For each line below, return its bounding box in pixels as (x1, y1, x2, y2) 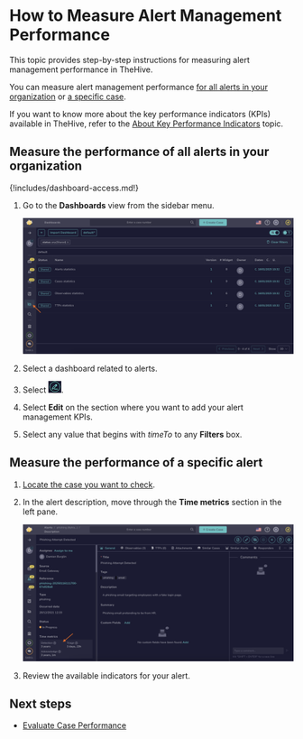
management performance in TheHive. (9, 64, 153, 75)
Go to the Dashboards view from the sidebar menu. (22, 199, 215, 210)
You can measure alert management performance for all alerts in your (9, 81, 269, 92)
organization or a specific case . (9, 91, 126, 102)
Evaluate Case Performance (22, 720, 127, 731)
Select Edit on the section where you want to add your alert (22, 402, 243, 412)
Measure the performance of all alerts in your (9, 144, 270, 160)
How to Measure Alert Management (9, 5, 282, 26)
